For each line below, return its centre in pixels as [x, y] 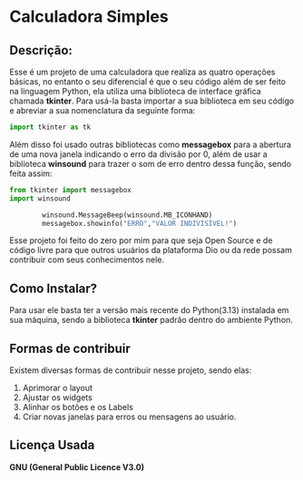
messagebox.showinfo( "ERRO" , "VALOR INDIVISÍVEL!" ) [140, 223]
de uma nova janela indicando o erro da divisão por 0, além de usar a [138, 154]
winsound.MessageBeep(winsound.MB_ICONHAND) [127, 215]
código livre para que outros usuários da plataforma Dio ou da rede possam [151, 250]
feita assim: [31, 173]
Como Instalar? [54, 288]
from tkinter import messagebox [70, 190]
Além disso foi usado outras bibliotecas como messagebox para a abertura [151, 144]
